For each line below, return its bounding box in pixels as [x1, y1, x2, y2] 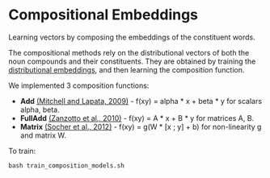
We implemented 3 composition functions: [8, 81, 150, 90]
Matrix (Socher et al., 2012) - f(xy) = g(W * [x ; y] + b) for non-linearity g [19, 122, 262, 131]
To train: [8, 146, 36, 155]
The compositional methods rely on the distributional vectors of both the [8, 48, 250, 57]
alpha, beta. [19, 105, 61, 114]
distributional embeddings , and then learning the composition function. [8, 64, 245, 74]
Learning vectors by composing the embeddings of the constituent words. [8, 32, 256, 42]
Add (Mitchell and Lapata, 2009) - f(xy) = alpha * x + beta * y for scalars [19, 96, 263, 106]
